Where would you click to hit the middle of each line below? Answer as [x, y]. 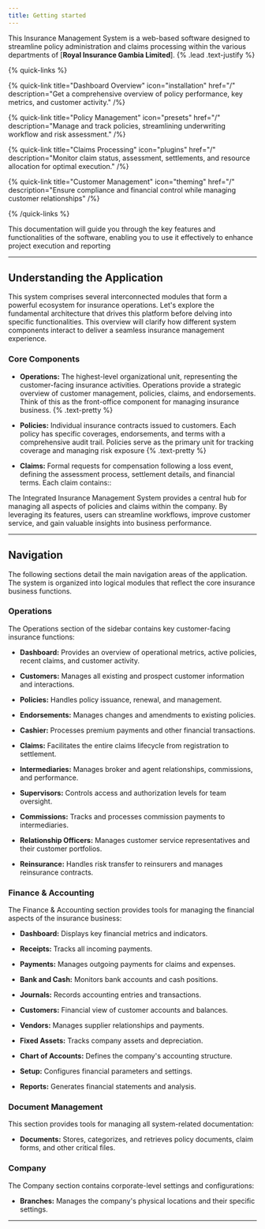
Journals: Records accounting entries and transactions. [110, 995]
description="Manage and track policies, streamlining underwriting [117, 126]
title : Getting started [47, 15]
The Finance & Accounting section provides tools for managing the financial [131, 910]
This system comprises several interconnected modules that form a [118, 297]
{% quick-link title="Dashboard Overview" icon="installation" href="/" [122, 85]
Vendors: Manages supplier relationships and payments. [112, 1025]
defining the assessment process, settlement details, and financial [127, 474]
